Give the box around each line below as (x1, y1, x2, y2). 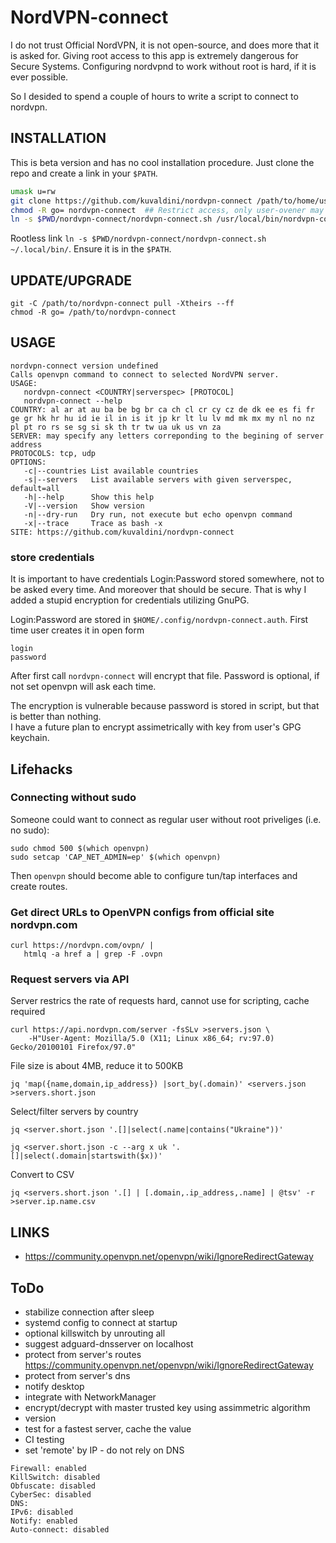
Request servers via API (10, 972, 130, 986)
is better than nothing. (10, 711, 102, 723)
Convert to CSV (10, 1169, 75, 1181)
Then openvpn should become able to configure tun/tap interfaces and (10, 869, 298, 881)
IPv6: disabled (10, 1507, 74, 1518)
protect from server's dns (24, 1370, 131, 1382)
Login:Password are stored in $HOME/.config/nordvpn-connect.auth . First (10, 614, 309, 626)
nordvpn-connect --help (23, 396, 123, 406)
